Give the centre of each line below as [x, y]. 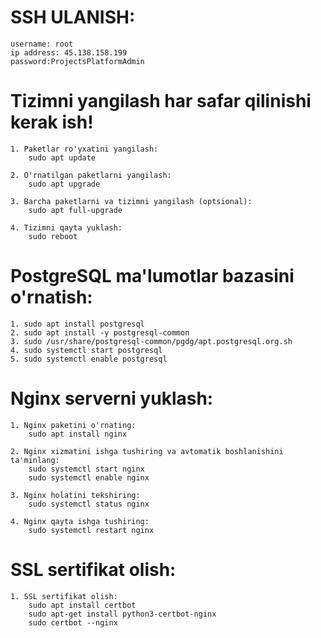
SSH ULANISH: [73, 17]
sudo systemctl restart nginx [91, 530]
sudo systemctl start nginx [86, 469]
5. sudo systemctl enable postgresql [89, 359]
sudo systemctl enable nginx [89, 477]
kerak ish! [52, 122]
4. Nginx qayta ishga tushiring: [80, 521]
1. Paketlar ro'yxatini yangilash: [84, 149]
